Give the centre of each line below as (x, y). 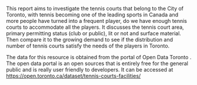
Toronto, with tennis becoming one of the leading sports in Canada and (92, 15)
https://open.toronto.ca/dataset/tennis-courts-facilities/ (74, 76)
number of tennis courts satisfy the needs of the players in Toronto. (88, 46)
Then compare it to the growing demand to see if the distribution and (90, 40)
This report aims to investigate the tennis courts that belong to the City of (95, 8)
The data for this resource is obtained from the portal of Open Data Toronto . (99, 57)
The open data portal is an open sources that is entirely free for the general (97, 63)
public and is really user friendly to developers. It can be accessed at (90, 69)
